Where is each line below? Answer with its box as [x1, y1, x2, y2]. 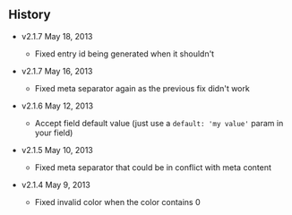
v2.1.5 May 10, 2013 [21, 144, 93, 155]
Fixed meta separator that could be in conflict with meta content [34, 161, 272, 173]
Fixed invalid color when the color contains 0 [34, 196, 201, 207]
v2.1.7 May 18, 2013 [21, 30, 93, 41]
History [8, 7, 51, 22]
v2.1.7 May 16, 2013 [21, 65, 93, 76]
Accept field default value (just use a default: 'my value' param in [34, 117, 284, 128]
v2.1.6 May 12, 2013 [21, 100, 94, 111]
